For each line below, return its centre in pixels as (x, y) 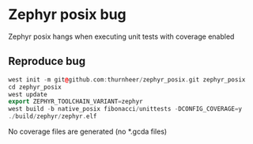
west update (28, 94)
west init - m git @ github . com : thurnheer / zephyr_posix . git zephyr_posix (127, 80)
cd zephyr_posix (35, 87)
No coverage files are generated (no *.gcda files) (88, 131)
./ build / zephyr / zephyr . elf (53, 116)
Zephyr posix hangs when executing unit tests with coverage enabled (121, 36)
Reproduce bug (47, 61)
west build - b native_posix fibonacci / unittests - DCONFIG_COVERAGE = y (125, 109)
